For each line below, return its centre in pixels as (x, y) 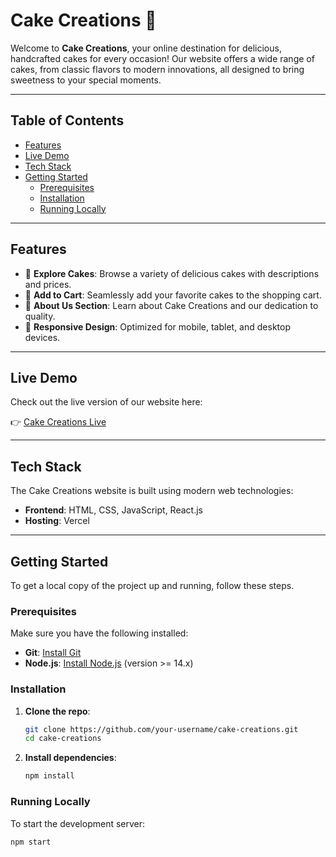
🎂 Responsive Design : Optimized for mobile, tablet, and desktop (157, 326)
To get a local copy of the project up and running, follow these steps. (152, 585)
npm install (49, 776)
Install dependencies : (70, 758)
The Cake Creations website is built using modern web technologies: (152, 491)
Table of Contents (67, 120)
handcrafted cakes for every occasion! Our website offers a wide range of (162, 58)
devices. (42, 337)
